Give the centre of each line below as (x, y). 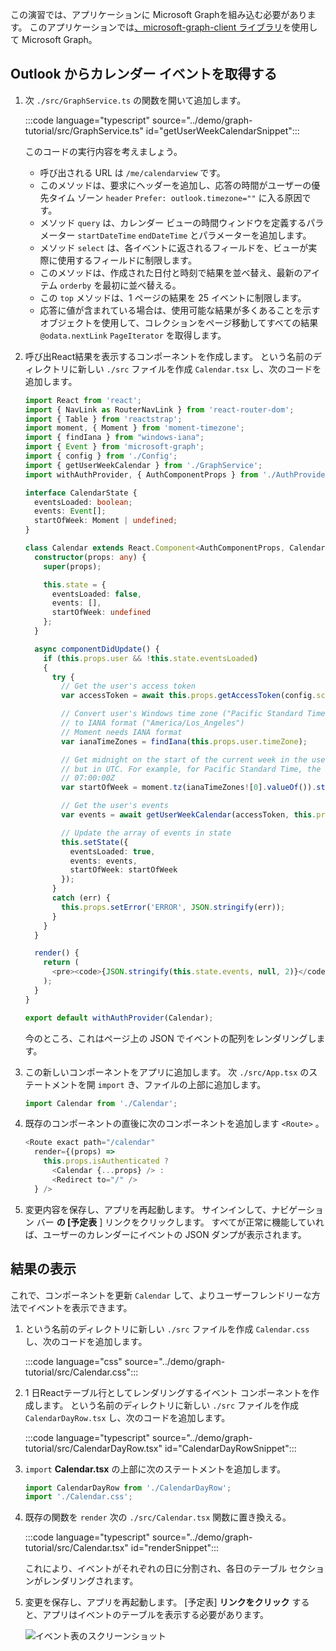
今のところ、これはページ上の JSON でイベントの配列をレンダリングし (170, 1038)
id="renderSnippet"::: (175, 1548)
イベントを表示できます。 (80, 1307)
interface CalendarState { (81, 493)
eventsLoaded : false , (96, 594)
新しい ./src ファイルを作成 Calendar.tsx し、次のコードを (199, 369)
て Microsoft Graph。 (54, 39)
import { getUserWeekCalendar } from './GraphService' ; (143, 465)
